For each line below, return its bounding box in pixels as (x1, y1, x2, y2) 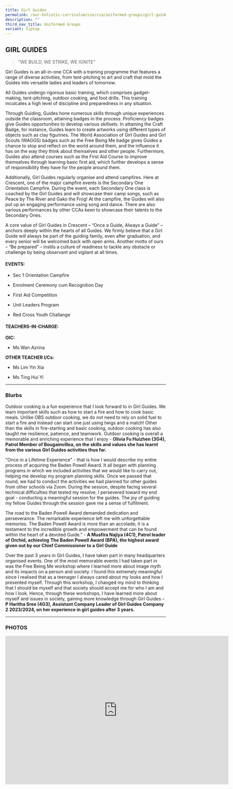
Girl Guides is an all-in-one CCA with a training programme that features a (5, 68, 161, 74)
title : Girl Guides (5, 7, 47, 13)
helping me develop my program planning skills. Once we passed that (5, 473, 152, 479)
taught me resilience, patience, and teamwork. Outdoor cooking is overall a (5, 430, 163, 437)
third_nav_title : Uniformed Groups (5, 21, 81, 27)
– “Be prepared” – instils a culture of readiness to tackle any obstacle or (5, 243, 156, 250)
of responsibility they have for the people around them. (5, 164, 121, 170)
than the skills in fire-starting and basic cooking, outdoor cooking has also (5, 425, 161, 431)
